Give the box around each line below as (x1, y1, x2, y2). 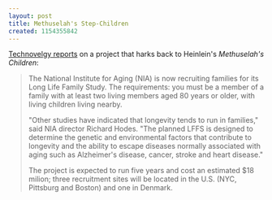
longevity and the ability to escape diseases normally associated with (28, 141, 261, 151)
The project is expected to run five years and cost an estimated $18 (28, 166, 254, 176)
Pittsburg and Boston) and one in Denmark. (28, 183, 173, 193)
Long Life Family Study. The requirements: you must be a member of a (28, 82, 265, 92)
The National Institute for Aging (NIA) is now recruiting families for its (28, 74, 259, 84)
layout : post (8, 11, 53, 20)
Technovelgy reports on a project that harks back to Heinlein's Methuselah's (8, 50, 265, 59)
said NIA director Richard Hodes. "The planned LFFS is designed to (28, 124, 253, 134)
